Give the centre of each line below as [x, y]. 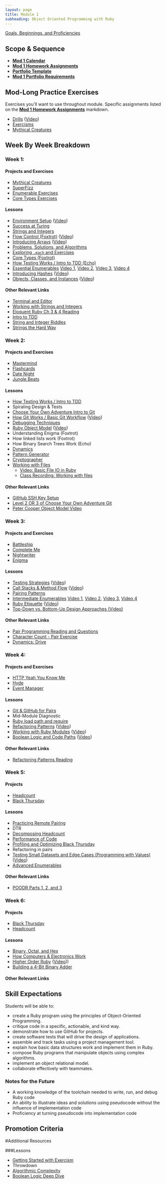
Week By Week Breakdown [48, 145]
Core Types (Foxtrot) [34, 257]
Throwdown [25, 1165]
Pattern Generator [31, 454]
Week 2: [15, 340]
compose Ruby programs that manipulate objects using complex [78, 1052]
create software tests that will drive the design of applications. [76, 1036]
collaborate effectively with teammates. [53, 1068]
